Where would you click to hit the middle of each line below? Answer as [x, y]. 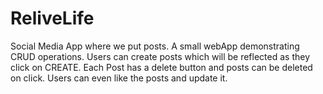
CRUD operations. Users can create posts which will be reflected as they [160, 56]
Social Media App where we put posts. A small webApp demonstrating [155, 46]
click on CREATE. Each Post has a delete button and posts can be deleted [161, 67]
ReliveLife [52, 18]
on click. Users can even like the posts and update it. [119, 78]
